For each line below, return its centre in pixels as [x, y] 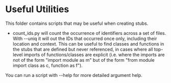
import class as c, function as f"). [47, 65]
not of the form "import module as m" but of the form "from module [83, 60]
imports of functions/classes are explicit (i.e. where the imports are [94, 55]
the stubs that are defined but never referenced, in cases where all [83, 49]
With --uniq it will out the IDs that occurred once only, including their [85, 38]
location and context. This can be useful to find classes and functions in [88, 44]
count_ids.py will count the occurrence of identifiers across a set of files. [89, 33]
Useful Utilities [37, 9]
